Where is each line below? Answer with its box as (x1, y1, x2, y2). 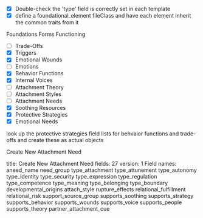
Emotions (15, 63, 39, 70)
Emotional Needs (15, 118, 58, 125)
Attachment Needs (15, 97, 63, 104)
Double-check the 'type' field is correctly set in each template (15, 5, 171, 12)
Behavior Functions (15, 70, 64, 77)
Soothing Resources (15, 104, 66, 111)
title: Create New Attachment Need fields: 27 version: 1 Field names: (6, 160, 177, 167)
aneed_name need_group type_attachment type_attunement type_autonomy (6, 166, 198, 174)
